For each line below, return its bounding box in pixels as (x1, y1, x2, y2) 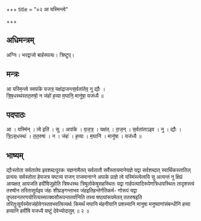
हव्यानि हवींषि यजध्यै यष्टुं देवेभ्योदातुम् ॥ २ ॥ (6, 207, 89, 214)
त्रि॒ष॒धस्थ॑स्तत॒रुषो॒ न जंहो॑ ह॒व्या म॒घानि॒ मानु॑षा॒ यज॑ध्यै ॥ (6, 92, 104, 99)
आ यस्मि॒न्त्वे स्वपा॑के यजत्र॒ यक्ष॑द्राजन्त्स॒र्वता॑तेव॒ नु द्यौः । (6, 85, 106, 92)
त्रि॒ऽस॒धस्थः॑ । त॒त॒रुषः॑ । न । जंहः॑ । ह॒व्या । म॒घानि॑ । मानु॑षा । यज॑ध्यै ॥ (6, 133, 142, 140)
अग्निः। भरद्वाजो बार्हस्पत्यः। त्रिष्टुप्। (6, 51, 75, 59)
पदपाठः (6, 110, 26, 120)
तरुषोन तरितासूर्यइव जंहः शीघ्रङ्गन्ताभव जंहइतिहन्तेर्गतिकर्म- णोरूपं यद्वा (6, 187, 138, 194)
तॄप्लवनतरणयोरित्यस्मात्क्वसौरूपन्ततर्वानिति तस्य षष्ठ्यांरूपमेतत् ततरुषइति (6, 194, 142, 201)
